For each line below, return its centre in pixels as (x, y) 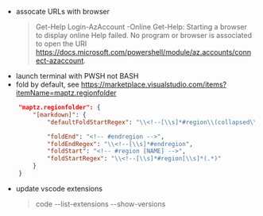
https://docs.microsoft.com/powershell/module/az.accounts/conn (143, 52)
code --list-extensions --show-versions (101, 204)
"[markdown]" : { (60, 114)
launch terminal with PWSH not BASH (77, 76)
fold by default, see (47, 84)
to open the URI (61, 44)
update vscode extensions (59, 188)
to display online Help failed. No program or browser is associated (144, 35)
